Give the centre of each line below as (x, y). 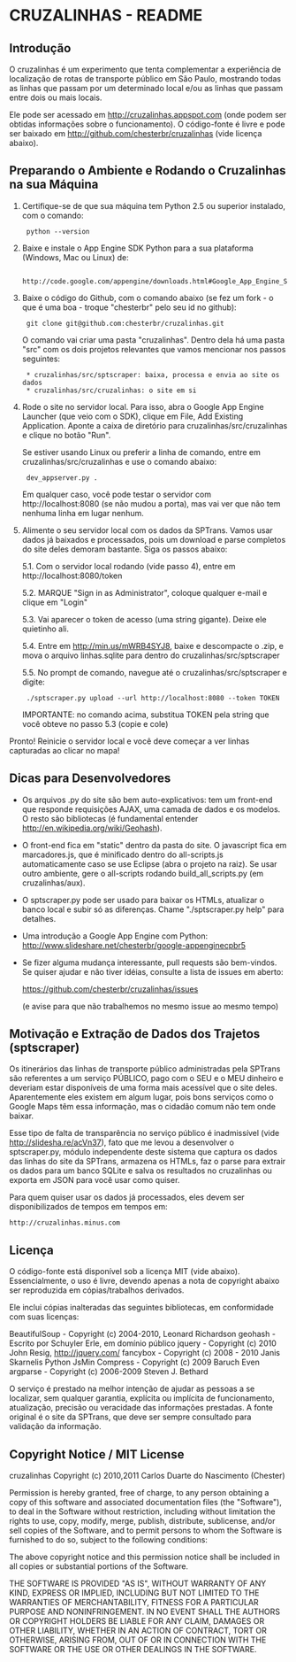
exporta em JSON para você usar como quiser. (95, 1180)
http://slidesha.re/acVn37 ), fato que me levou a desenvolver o (121, 1142)
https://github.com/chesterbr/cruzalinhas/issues (110, 989)
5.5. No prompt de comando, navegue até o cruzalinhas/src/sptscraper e (154, 672)
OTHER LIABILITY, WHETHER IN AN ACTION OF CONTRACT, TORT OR (138, 1631)
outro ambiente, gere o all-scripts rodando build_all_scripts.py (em (143, 873)
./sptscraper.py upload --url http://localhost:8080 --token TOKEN (153, 698)
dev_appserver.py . (62, 478)
